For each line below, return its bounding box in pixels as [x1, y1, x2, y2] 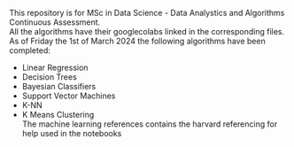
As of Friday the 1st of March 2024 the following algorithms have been [9, 35, 266, 46]
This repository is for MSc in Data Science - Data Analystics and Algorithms [9, 8, 285, 18]
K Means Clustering [21, 110, 95, 120]
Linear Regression [21, 62, 89, 73]
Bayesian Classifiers [21, 81, 97, 91]
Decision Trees [21, 72, 77, 82]
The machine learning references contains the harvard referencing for [21, 119, 278, 129]
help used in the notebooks [21, 128, 122, 138]
